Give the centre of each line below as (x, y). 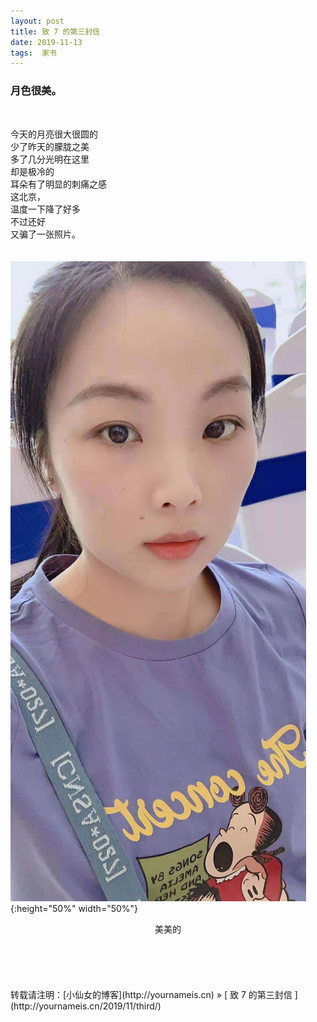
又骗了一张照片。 (45, 234)
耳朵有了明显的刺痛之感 (58, 184)
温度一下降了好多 (45, 209)
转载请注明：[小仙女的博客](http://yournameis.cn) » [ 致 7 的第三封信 (151, 994)
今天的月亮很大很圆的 (54, 134)
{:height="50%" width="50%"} (74, 908)
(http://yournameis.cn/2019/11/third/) (86, 1006)
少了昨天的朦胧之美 (50, 146)
